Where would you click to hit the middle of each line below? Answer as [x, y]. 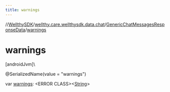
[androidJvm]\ [20, 64]
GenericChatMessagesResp [135, 24]
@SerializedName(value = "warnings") [46, 74]
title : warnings [22, 10]
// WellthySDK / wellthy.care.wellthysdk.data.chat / [56, 24]
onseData [15, 30]
